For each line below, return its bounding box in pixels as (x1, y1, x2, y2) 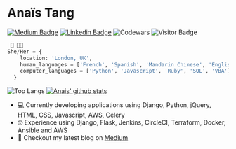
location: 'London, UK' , (20, 55, 93, 62)
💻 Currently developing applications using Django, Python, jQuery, (17, 101, 212, 109)
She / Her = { (7, 48, 42, 55)
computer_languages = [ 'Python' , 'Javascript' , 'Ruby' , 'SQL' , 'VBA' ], (20, 68, 234, 75)
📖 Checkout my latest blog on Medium (17, 134, 129, 142)
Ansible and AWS (17, 126, 68, 134)
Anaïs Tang (7, 5, 75, 21)
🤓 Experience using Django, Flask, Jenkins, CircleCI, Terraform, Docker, (17, 118, 226, 127)
